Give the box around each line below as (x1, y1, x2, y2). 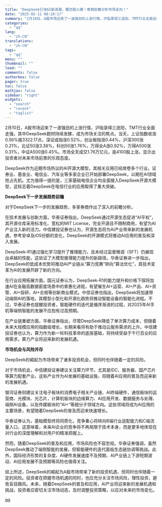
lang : (5, 30, 16, 34)
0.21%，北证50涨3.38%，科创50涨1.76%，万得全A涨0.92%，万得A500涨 (5, 143, 151, 148)
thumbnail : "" (5, 61, 34, 66)
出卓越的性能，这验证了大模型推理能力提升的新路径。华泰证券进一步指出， (5, 255, 153, 261)
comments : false (5, 70, 38, 75)
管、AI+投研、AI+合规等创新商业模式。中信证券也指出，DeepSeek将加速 (5, 289, 149, 295)
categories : (5, 20, 29, 26)
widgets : (5, 97, 23, 102)
